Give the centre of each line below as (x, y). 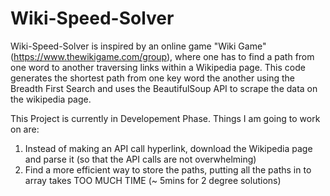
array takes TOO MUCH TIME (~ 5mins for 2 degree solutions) (153, 180)
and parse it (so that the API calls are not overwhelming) (140, 159)
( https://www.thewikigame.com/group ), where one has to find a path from (162, 56)
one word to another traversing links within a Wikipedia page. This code (158, 67)
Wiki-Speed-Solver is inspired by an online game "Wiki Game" (138, 46)
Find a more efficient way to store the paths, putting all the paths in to (168, 169)
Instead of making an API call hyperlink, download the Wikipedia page (168, 148)
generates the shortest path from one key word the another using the (153, 78)
